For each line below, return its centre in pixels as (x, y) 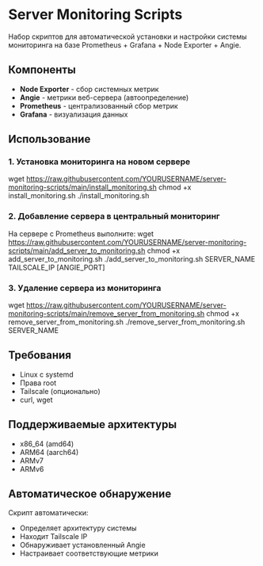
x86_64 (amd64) (47, 444)
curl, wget (36, 400)
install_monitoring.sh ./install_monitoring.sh (79, 196)
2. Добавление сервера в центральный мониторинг (114, 216)
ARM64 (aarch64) (49, 452)
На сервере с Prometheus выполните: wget (81, 233)
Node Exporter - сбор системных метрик (89, 89)
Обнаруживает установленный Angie (82, 545)
